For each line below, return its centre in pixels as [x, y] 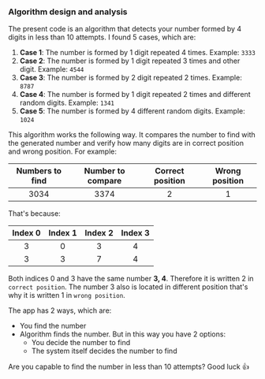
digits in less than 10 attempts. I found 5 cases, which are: [102, 37]
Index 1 [63, 233]
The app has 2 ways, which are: [60, 310]
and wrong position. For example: [62, 151]
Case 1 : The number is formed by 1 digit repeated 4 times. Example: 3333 [138, 53]
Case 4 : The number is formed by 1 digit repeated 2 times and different [135, 95]
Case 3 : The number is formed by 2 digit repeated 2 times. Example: [131, 78]
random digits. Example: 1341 [67, 103]
